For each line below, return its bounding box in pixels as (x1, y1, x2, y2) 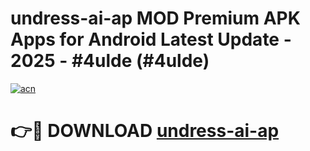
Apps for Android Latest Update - (10, 28, 292, 51)
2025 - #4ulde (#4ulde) (10, 50, 210, 72)
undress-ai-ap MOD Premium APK (10, 7, 301, 30)
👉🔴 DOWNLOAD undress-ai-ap (10, 120, 280, 142)
